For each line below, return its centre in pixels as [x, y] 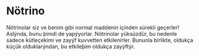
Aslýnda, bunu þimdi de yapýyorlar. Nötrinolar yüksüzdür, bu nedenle [92, 33]
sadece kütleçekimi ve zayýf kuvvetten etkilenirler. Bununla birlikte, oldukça [100, 40]
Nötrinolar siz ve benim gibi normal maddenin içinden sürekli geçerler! [93, 27]
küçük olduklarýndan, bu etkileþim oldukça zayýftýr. [71, 46]
